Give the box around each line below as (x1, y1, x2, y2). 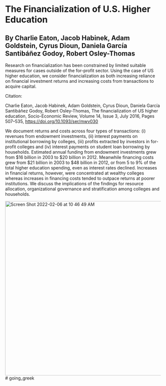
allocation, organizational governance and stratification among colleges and (5, 186, 160, 192)
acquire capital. (5, 83, 37, 89)
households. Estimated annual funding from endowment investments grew (5, 149, 157, 155)
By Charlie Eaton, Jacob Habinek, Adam (5, 34, 130, 42)
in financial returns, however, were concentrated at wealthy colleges (5, 170, 144, 176)
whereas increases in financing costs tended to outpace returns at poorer (5, 175, 155, 181)
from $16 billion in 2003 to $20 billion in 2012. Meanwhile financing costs (5, 155, 154, 160)
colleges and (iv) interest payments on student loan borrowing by (17, 144, 150, 150)
